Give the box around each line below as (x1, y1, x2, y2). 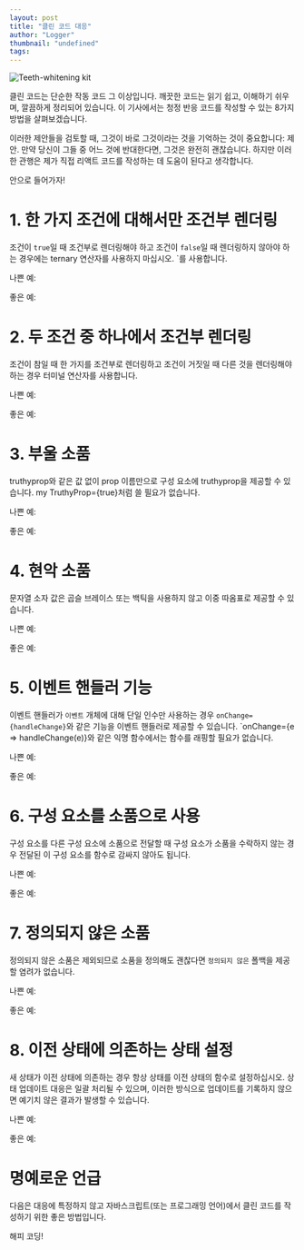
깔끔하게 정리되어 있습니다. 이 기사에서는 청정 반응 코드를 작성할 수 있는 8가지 (21, 102, 295, 114)
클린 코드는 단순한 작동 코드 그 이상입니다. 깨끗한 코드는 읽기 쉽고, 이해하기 (9, 91, 273, 102)
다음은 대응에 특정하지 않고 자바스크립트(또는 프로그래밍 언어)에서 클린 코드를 (9, 1200, 282, 1211)
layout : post (9, 13, 59, 23)
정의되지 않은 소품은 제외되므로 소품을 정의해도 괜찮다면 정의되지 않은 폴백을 (9, 955, 274, 966)
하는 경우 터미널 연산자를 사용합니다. (9, 370, 138, 381)
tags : (9, 47, 30, 56)
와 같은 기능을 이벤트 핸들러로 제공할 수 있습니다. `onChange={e (66, 720, 295, 731)
